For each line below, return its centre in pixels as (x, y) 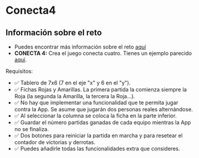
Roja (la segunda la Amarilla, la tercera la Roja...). (75, 96)
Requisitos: (19, 71)
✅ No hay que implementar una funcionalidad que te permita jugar (96, 103)
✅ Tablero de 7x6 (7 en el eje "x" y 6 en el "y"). (73, 83)
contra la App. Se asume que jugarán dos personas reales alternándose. (103, 109)
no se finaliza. (31, 129)
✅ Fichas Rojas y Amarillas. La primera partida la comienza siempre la (100, 89)
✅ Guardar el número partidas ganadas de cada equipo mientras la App (102, 122)
